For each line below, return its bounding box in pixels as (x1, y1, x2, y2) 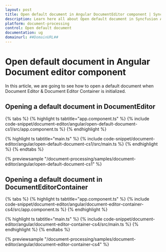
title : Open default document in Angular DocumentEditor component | (5, 12, 152, 17)
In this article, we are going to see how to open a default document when (5, 83, 154, 89)
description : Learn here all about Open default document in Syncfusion (5, 16, 158, 21)
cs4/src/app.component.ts (5, 207, 59, 212)
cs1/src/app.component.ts (5, 126, 58, 132)
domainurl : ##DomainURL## (5, 35, 58, 40)
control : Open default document (5, 26, 72, 31)
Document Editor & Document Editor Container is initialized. (5, 88, 126, 94)
